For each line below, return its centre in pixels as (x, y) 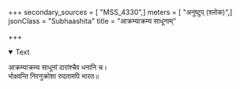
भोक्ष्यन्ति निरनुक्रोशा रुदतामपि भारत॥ (54, 76)
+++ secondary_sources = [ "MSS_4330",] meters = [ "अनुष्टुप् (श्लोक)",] (120, 12)
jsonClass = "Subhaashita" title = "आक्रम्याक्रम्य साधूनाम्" (92, 21)
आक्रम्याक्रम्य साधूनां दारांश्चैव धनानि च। (58, 67)
